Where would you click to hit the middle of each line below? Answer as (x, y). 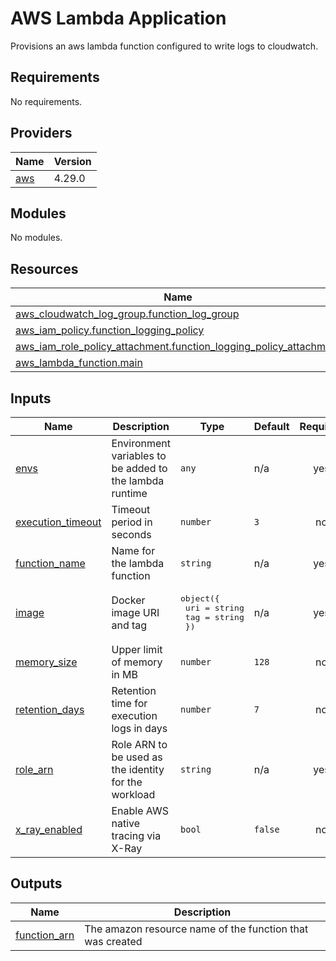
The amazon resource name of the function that (196, 929)
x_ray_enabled (49, 829)
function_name (50, 563)
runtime (129, 493)
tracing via (136, 835)
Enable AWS (140, 810)
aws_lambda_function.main (79, 363)
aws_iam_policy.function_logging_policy (110, 330)
